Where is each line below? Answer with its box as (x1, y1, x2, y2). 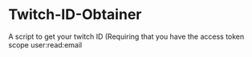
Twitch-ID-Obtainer (8, 6, 142, 24)
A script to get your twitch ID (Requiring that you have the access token (8, 32, 245, 41)
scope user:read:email (8, 40, 83, 49)
